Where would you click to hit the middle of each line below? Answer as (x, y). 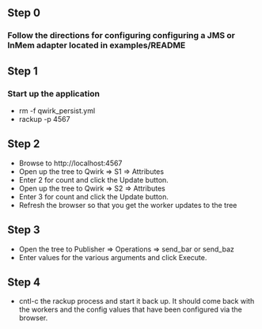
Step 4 (24, 283)
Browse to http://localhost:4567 (70, 163)
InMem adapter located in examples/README (97, 45)
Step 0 (24, 13)
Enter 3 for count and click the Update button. (94, 196)
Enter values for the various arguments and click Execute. (113, 257)
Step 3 (24, 230)
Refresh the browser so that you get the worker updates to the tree (128, 205)
